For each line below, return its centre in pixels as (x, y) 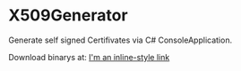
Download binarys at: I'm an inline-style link (89, 57)
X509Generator (68, 16)
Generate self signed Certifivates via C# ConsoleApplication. (120, 40)
